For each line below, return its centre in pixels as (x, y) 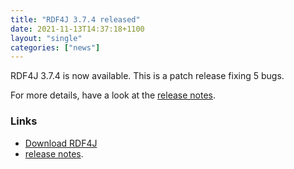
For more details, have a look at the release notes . (113, 95)
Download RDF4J (61, 143)
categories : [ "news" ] (55, 47)
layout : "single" (46, 38)
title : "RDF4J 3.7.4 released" (75, 19)
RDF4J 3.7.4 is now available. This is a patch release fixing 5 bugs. (147, 76)
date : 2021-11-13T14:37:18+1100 (77, 29)
